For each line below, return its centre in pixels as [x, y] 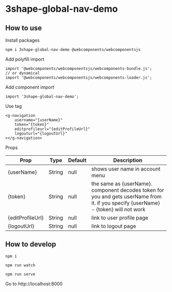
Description [128, 160]
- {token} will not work [119, 209]
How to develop [31, 244]
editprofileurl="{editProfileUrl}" [52, 129]
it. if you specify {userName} [126, 203]
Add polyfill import [25, 59]
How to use [24, 28]
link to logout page [114, 226]
